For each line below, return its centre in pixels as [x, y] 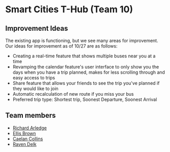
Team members [31, 115]
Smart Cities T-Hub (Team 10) [69, 9]
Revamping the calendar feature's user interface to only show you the [86, 67]
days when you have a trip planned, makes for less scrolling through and [89, 72]
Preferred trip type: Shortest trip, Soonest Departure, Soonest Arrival [85, 99]
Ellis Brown [24, 133]
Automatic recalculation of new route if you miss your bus [73, 94]
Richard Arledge [30, 128]
